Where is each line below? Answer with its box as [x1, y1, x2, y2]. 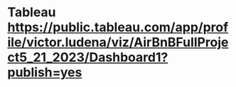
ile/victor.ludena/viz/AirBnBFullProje [7, 35, 229, 50]
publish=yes [7, 64, 82, 81]
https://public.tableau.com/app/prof [7, 19, 229, 35]
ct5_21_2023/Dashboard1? [7, 50, 168, 66]
